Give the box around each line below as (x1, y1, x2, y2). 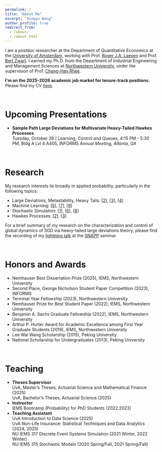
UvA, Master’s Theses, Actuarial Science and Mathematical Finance (12, 384, 147, 390)
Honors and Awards (5, 259, 86, 270)
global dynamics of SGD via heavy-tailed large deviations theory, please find (5, 227, 158, 233)
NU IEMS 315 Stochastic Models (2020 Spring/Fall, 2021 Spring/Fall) (12, 441, 148, 447)
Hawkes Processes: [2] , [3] (12, 213, 67, 219)
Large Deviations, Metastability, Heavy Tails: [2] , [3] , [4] (12, 197, 124, 203)
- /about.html (9, 34, 38, 39)
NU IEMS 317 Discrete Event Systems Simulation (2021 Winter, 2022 (12, 431, 147, 436)
